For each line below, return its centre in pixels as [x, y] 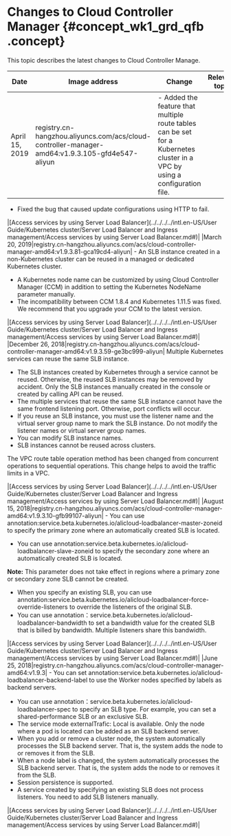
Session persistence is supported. [65, 782]
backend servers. [32, 687]
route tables [177, 123]
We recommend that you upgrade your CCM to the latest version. [110, 309]
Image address [93, 81]
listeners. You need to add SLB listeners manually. [88, 797]
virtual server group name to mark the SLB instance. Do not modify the [117, 423]
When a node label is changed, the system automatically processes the [118, 760]
